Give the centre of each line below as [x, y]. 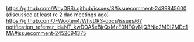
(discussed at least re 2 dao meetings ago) [58, 15]
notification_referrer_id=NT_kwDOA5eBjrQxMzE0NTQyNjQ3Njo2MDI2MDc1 [97, 27]
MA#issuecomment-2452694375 [46, 33]
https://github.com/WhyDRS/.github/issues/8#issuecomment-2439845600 [96, 8]
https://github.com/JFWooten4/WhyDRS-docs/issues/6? [74, 21]
